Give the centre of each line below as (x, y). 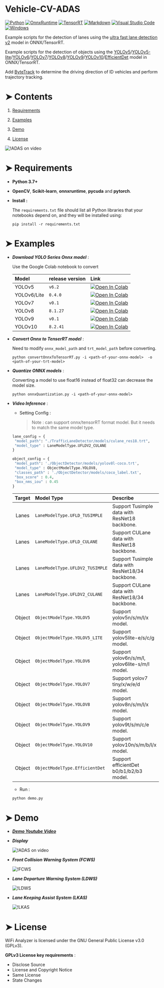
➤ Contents (29, 97)
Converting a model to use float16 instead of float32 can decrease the (82, 380)
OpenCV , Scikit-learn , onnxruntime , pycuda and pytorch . (72, 191)
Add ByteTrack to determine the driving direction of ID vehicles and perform (81, 71)
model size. (24, 385)
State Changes (27, 980)
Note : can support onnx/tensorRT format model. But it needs (93, 422)
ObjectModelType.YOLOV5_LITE (69, 638)
